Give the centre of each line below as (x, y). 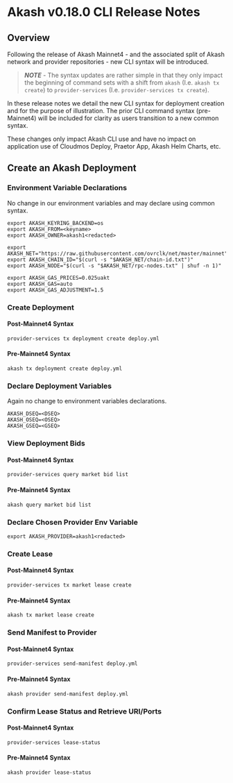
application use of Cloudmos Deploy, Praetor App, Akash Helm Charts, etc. (114, 146)
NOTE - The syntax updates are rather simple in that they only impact (123, 75)
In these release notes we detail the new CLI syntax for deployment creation (116, 103)
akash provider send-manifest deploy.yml (68, 694)
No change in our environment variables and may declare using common (111, 203)
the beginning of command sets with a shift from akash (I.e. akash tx (122, 83)
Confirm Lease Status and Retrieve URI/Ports (84, 711)
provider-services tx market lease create (69, 585)
